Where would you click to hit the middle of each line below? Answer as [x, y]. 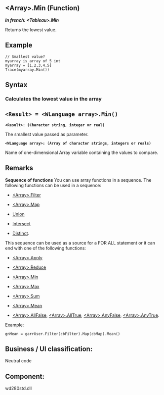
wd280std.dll [19, 389]
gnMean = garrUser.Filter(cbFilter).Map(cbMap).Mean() [63, 334]
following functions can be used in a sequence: [53, 185]
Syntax [16, 85]
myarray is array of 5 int [33, 61]
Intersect [21, 223]
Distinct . [21, 233]
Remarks [19, 168]
